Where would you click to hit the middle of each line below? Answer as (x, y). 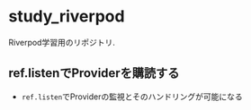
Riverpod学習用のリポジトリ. (62, 42)
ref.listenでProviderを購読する (94, 73)
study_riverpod (67, 17)
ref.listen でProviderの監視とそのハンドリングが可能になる (132, 97)
